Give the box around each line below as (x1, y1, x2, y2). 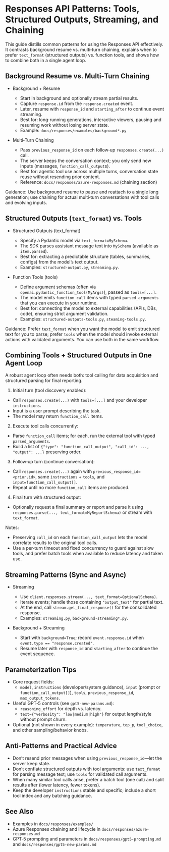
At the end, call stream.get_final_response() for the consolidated (20, 604, 157, 611)
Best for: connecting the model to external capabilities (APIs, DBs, (20, 305, 157, 311)
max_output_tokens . (20, 695, 61, 701)
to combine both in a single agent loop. (5, 57, 87, 63)
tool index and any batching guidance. (12, 792, 92, 798)
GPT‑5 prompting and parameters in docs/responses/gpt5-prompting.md (12, 836, 161, 842)
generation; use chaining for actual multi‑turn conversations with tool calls (5, 194, 159, 200)
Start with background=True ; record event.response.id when (20, 634, 144, 641)
